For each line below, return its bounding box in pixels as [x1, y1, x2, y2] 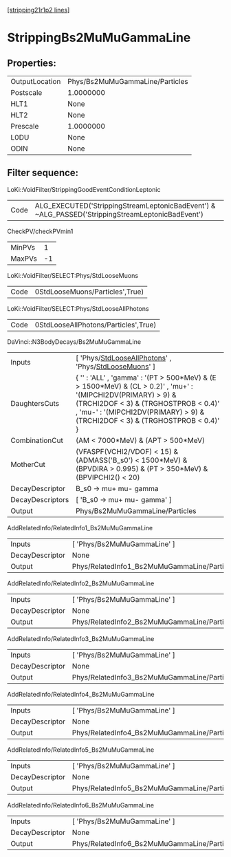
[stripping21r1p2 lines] [7, 6, 70, 14]
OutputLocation [10, 77, 61, 86]
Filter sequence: [7, 167, 79, 179]
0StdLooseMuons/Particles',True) [34, 287, 144, 296]
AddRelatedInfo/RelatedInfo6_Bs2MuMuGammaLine [7, 801, 155, 809]
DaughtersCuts [10, 398, 60, 408]
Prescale [10, 122, 39, 131]
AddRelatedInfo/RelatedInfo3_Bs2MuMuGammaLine [7, 634, 155, 642]
